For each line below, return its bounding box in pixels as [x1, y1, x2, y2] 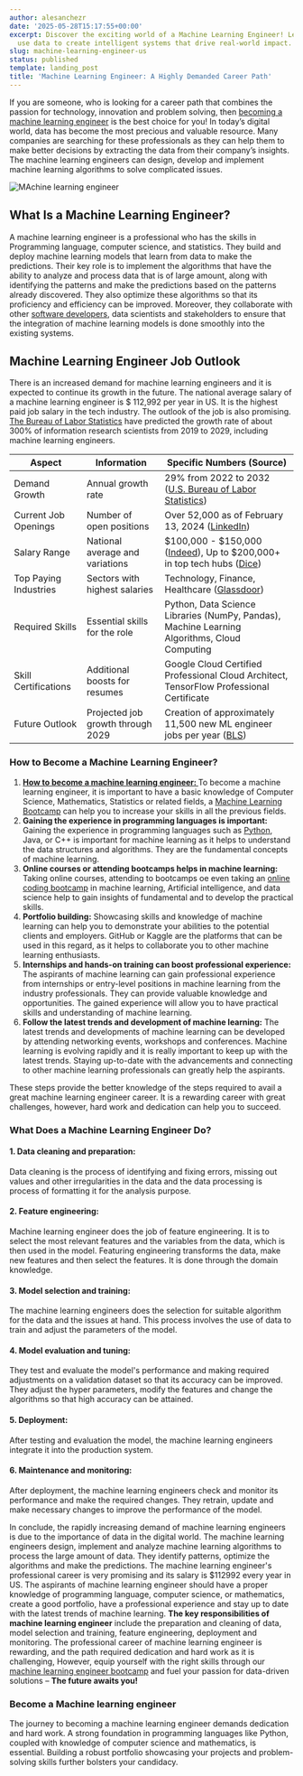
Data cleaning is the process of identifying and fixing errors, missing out [9, 1166, 278, 1176]
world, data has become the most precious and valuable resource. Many [9, 126, 279, 136]
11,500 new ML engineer [164, 718, 273, 730]
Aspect [30, 457, 62, 470]
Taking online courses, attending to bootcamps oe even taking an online [22, 872, 290, 883]
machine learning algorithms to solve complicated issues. [9, 163, 224, 174]
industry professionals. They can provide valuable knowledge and [22, 988, 268, 999]
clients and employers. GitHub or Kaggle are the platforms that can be [22, 930, 282, 941]
